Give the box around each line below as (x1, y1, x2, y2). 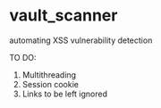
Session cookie (21, 79, 79, 89)
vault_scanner (9, 5, 118, 26)
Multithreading (21, 69, 77, 80)
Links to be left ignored (21, 88, 108, 99)
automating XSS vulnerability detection (9, 35, 153, 46)
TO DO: (9, 52, 38, 62)
